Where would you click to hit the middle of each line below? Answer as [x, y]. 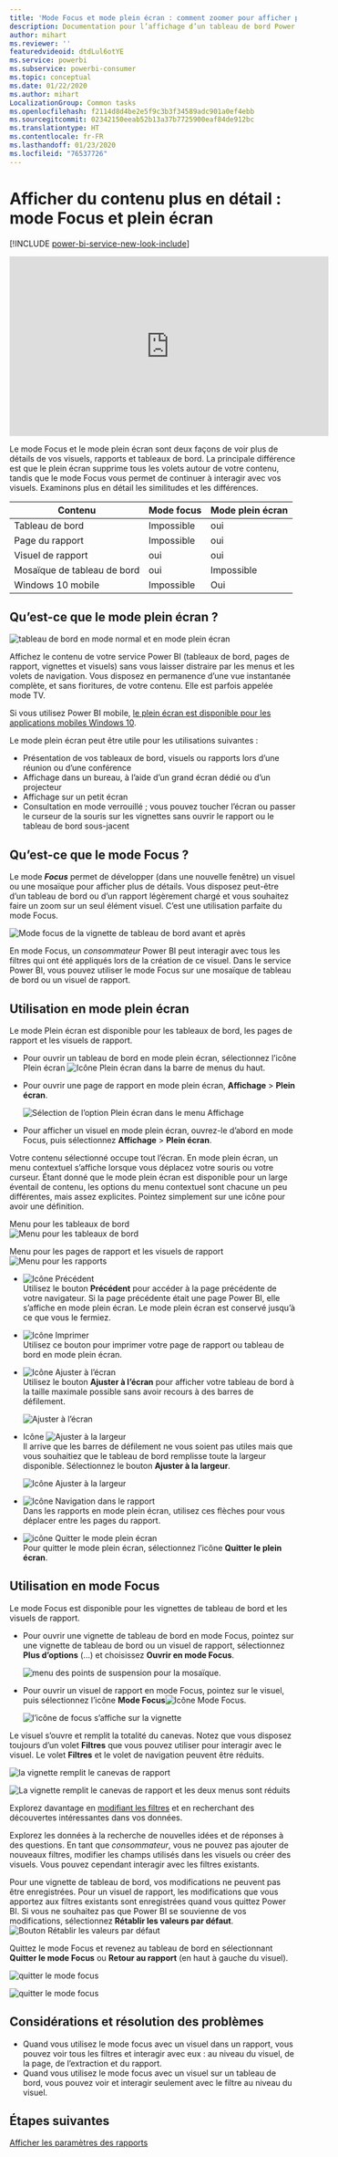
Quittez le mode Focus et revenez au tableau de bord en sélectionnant [141, 1948]
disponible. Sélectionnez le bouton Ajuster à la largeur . [126, 1466]
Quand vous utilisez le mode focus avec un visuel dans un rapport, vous [158, 2044]
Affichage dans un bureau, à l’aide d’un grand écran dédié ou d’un [147, 777]
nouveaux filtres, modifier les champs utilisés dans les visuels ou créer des [150, 1854]
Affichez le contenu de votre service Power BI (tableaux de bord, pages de [149, 657]
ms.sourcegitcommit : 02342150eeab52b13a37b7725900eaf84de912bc [132, 120]
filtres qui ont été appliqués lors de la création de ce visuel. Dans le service [150, 961]
